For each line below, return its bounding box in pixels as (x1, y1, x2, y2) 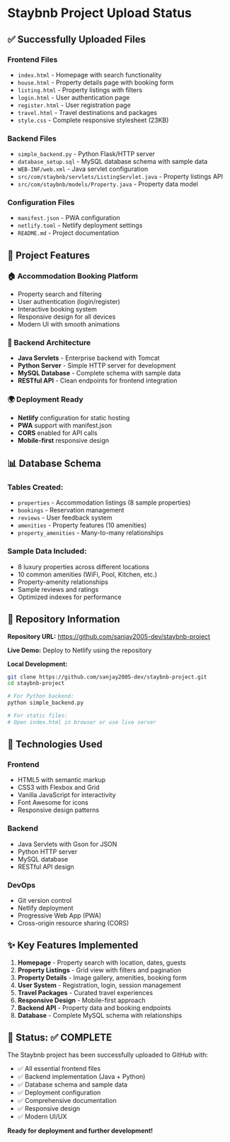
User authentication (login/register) (17, 297, 120, 306)
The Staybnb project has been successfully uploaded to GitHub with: (7, 1050, 209, 1059)
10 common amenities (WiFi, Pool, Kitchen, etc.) (17, 570, 158, 578)
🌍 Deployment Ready (7, 395, 84, 405)
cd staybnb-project (7, 680, 65, 687)
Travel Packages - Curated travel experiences (17, 988, 154, 996)
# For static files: (7, 712, 69, 720)
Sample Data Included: (7, 547, 87, 556)
